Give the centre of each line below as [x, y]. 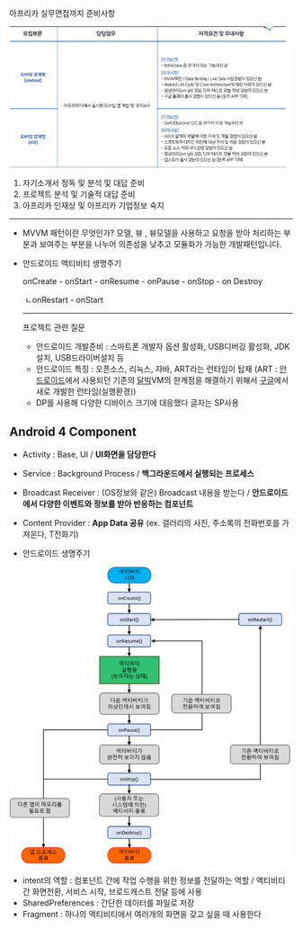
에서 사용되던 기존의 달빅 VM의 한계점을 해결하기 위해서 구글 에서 [177, 380]
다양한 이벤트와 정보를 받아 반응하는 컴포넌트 [116, 504]
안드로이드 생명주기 [56, 553]
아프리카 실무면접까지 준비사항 [62, 13]
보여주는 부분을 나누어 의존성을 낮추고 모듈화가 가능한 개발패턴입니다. [160, 245]
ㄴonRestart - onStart [64, 300]
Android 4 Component [73, 431]
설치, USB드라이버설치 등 [80, 358]
